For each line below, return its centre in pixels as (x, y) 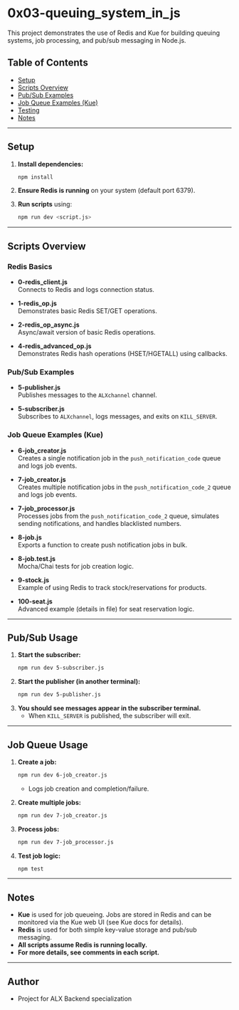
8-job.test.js (36, 558)
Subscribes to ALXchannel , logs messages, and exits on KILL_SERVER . (117, 416)
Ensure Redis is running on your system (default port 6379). (106, 191)
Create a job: (37, 762)
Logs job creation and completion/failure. (89, 789)
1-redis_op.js (37, 303)
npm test (31, 869)
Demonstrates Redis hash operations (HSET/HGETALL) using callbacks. (122, 353)
